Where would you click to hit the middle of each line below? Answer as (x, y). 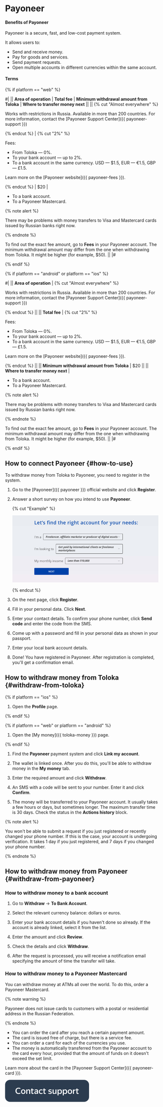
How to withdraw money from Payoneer (66, 871)
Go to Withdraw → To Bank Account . (50, 903)
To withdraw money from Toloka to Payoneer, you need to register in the (77, 475)
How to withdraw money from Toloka (62, 678)
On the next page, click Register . (45, 600)
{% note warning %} (26, 999)
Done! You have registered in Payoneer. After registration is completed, (83, 657)
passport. (22, 638)
